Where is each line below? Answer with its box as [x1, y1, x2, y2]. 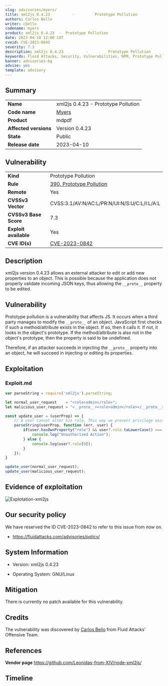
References [5, 646, 42, 655]
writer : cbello [5, 21, 37, 26]
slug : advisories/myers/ [5, 7, 57, 12]
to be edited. [5, 286, 31, 292]
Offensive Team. [5, 632, 39, 638]
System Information [5, 548, 68, 556]
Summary [5, 86, 36, 95]
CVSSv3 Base [7, 211, 41, 218]
